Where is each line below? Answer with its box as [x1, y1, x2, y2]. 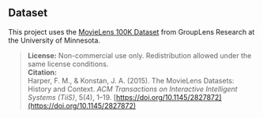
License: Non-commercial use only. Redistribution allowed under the [27, 50, 252, 60]
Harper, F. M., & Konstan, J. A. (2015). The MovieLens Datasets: [27, 76, 235, 85]
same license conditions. [27, 59, 109, 68]
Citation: [27, 67, 58, 77]
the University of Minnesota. [8, 35, 101, 45]
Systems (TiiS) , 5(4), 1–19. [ [27, 92, 117, 101]
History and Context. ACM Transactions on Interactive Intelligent [27, 84, 239, 94]
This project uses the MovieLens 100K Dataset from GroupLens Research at [8, 27, 255, 36]
